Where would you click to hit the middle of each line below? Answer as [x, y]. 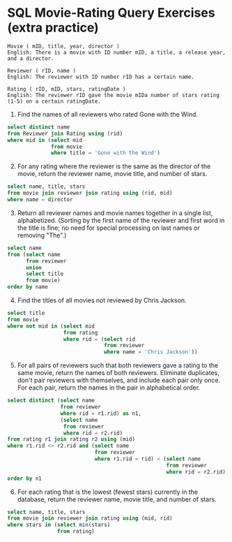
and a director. [31, 58]
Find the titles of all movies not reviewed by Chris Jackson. [102, 300]
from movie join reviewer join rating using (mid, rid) [90, 518]
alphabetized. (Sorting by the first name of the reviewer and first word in [121, 220]
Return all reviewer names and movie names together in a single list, [115, 213]
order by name [28, 287]
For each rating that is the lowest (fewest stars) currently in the [108, 492]
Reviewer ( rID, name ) [42, 71]
